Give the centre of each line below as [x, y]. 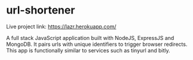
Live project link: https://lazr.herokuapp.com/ [61, 26]
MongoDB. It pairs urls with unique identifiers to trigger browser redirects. [97, 44]
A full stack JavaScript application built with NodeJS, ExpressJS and [90, 38]
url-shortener [41, 10]
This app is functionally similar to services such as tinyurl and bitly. [88, 50]
